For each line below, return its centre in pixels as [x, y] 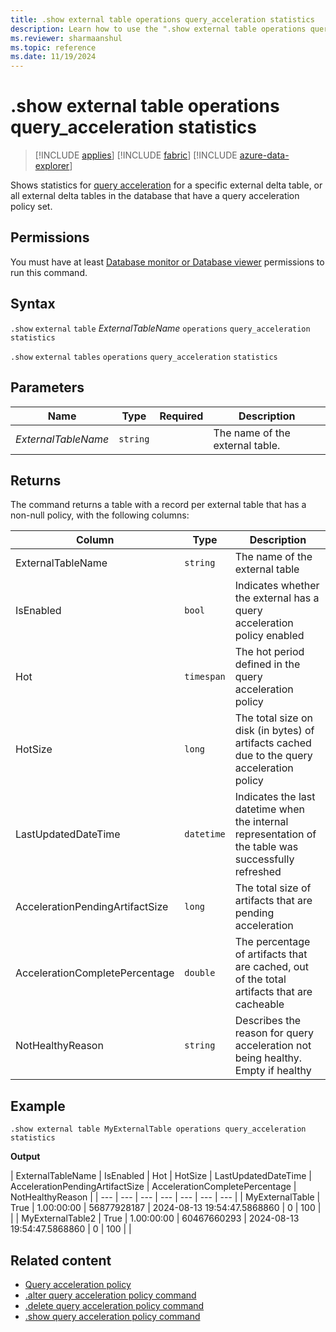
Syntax [33, 304]
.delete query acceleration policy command [114, 1305]
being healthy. [268, 1058]
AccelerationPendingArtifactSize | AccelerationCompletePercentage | [153, 1187]
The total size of [273, 888]
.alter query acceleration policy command [110, 1295]
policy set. [31, 207]
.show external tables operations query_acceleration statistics [144, 357]
